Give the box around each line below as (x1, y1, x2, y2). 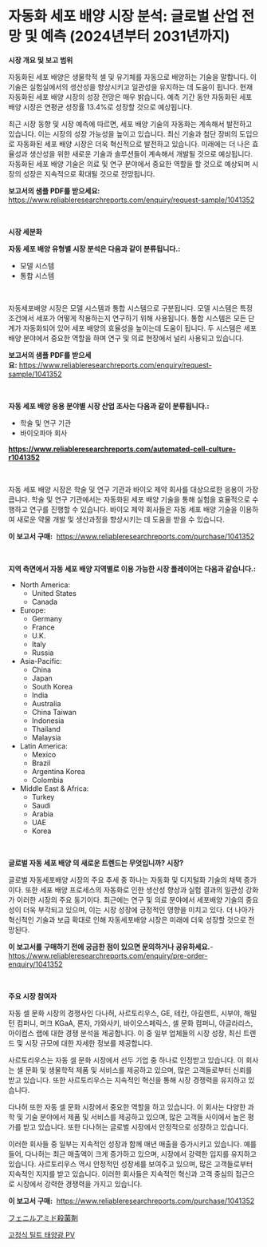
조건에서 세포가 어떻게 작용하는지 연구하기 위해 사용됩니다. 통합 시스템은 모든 (8, 313, 247, 323)
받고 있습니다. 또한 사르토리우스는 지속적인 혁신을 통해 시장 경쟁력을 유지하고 (8, 1075, 247, 1085)
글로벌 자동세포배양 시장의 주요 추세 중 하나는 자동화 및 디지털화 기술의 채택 (8, 875, 242, 884)
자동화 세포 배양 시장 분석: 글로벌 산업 (8, 7, 239, 26)
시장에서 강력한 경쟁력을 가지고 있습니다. (16, 1179, 143, 1189)
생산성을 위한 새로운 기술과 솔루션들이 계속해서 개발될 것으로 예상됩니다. (29, 149, 253, 158)
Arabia (31, 808, 54, 819)
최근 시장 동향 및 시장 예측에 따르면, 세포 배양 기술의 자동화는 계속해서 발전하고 (8, 119, 253, 129)
